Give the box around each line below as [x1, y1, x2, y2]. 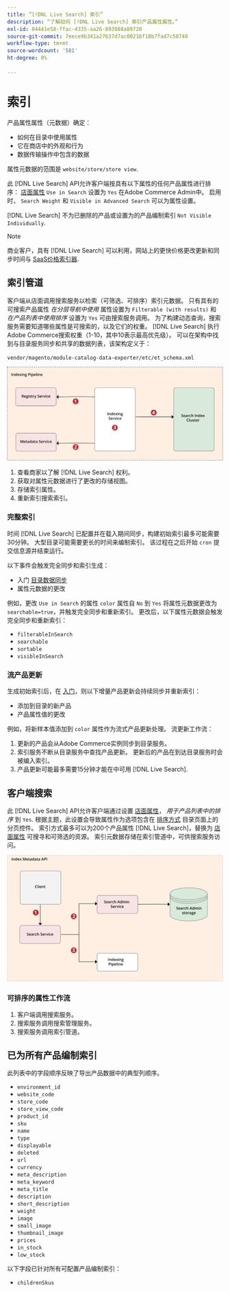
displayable [16, 1142, 51, 1149]
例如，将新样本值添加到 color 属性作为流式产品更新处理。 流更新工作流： [7, 725, 214, 733]
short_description [16, 1201, 70, 1208]
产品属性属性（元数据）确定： [7, 118, 91, 126]
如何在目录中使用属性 [16, 132, 77, 141]
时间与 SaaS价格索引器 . [12, 255, 79, 263]
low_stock [16, 1251, 46, 1259]
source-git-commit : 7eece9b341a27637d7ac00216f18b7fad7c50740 [7, 33, 188, 40]
